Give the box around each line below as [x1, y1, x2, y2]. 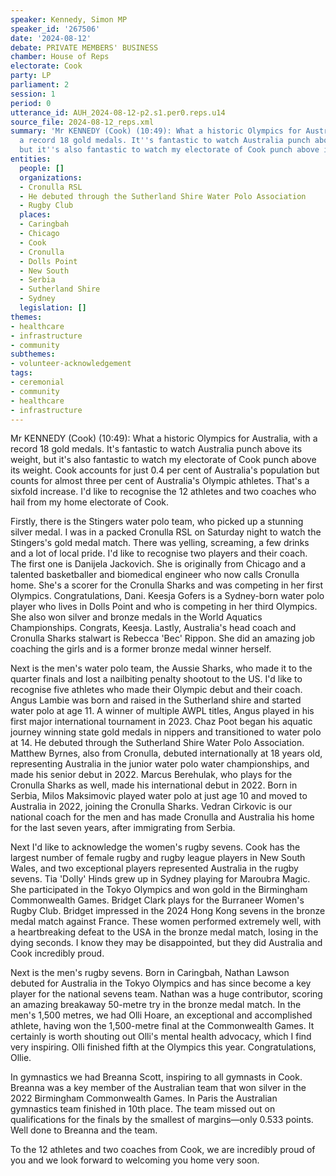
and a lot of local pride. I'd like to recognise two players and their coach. [10, 547, 308, 560]
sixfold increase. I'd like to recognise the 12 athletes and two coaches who [10, 486, 317, 498]
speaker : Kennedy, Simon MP [10, 14, 128, 25]
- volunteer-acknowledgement [10, 359, 132, 369]
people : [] [19, 163, 65, 173]
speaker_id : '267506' [10, 24, 101, 34]
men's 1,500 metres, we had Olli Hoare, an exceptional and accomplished [10, 1009, 313, 1021]
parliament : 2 [10, 80, 70, 90]
